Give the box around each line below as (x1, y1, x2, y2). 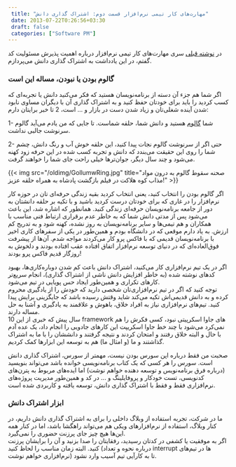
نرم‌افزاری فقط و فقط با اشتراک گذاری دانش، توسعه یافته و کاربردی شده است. (8, 381, 216, 389)
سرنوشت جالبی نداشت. (8, 126, 71, 134)
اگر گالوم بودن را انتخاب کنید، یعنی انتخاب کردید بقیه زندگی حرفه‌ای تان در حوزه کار (8, 189, 224, 197)
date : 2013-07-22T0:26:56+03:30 (11, 17, 106, 24)
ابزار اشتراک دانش (8, 398, 64, 408)
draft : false (11, 23, 50, 30)
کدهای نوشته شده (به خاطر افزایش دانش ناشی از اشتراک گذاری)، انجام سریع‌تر (8, 270, 216, 278)
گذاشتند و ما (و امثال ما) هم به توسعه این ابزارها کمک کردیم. (8, 337, 165, 346)
